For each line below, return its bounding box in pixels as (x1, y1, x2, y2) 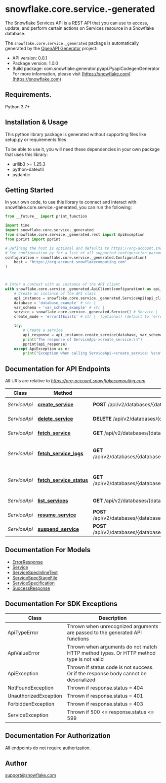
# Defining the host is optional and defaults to (5, 246, 110, 251)
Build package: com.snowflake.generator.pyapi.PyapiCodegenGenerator (12, 66, 160, 71)
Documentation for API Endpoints (5, 364, 111, 373)
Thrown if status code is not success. (67, 664, 154, 671)
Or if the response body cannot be (67, 670, 147, 677)
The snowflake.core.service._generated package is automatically (5, 40, 139, 46)
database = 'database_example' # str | (14, 300, 96, 305)
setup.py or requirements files (5, 137, 67, 142)
